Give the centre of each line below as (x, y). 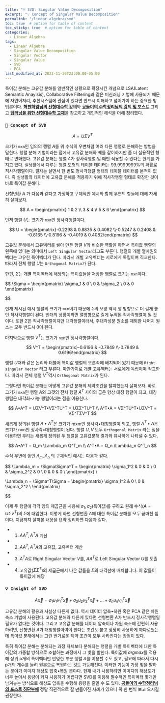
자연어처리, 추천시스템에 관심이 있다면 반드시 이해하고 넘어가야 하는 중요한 (81, 100)
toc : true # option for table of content (49, 23)
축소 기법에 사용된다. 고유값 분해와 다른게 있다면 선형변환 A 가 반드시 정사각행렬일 (82, 617)
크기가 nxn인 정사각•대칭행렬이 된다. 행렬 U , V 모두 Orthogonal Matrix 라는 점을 (82, 430)
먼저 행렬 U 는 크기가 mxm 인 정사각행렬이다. (45, 220)
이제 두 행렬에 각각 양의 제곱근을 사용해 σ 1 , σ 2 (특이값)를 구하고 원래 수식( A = (78, 507)
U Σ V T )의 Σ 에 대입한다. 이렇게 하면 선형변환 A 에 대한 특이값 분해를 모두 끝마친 (79, 513)
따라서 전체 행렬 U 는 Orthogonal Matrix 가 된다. (51, 263)
